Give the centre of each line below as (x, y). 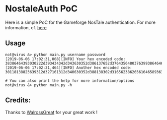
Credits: (18, 100)
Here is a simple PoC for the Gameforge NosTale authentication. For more (80, 22)
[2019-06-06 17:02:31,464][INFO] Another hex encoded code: (69, 67)
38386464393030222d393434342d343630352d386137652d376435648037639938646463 (85, 63)
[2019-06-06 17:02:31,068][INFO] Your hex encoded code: (65, 59)
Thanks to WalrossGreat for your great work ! (51, 112)
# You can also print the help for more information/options (70, 81)
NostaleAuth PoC (42, 9)
